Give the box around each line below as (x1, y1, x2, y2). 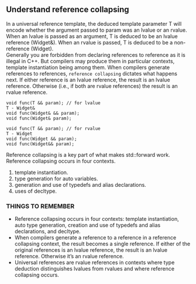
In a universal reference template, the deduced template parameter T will (6, 20, 182, 27)
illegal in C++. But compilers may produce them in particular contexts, (6, 57, 175, 64)
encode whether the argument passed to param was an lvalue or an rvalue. (6, 26, 187, 33)
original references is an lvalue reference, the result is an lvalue (14, 247, 168, 254)
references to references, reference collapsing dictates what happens (6, 70, 177, 77)
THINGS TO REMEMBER (6, 202, 75, 210)
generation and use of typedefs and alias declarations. (14, 181, 146, 188)
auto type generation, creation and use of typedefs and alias (14, 222, 161, 229)
